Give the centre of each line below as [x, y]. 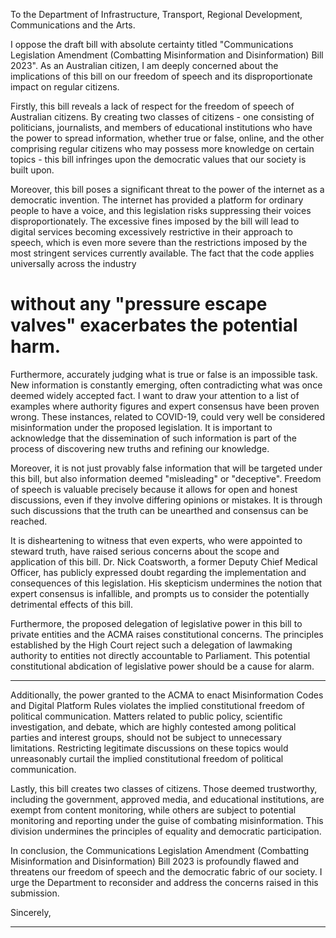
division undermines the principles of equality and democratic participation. [166, 831]
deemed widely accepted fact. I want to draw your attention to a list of [155, 395]
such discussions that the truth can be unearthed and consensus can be [159, 510]
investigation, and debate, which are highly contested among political [153, 726]
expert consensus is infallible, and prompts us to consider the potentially [160, 593]
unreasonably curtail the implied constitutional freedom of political [147, 758]
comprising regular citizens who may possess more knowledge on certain [162, 148]
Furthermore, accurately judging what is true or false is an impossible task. [164, 374]
